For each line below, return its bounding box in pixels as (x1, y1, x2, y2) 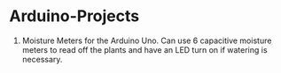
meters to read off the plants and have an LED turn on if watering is (21, 44, 268, 55)
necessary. (21, 54, 63, 64)
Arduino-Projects (9, 6, 140, 26)
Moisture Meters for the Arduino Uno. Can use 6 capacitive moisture (21, 35, 272, 46)
